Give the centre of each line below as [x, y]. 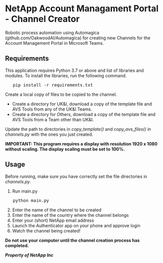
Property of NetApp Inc [29, 255]
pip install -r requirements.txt [53, 85]
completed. [17, 245]
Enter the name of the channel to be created [57, 210]
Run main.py [25, 191]
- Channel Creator [42, 19]
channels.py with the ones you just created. [49, 134]
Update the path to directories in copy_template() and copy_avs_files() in [78, 129]
